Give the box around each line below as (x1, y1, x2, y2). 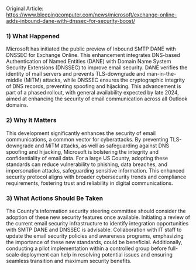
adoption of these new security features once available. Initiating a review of (6, 214, 190, 221)
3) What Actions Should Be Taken (6, 194, 104, 202)
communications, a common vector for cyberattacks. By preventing (6, 136, 169, 143)
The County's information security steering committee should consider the (6, 207, 186, 214)
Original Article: (6, 5, 44, 12)
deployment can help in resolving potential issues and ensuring (20, 251, 173, 258)
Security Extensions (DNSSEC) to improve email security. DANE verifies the (6, 64, 188, 71)
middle (6, 76, 23, 84)
